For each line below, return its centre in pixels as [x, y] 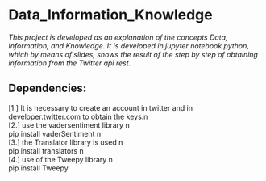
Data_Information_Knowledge [110, 15]
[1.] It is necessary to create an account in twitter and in [101, 107]
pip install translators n [46, 150]
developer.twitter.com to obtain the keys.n [78, 116]
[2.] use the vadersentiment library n [69, 125]
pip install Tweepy [38, 168]
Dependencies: [48, 88]
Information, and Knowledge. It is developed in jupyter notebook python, [129, 45]
